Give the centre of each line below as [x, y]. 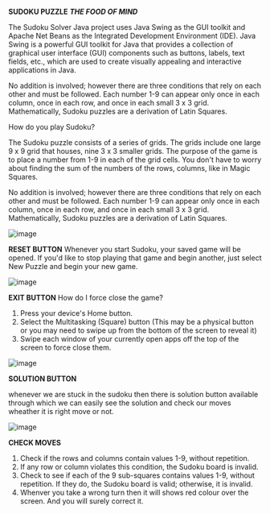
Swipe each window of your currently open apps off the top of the [129, 339]
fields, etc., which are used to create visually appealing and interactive [125, 61]
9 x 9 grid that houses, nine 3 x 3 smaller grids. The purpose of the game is [133, 151]
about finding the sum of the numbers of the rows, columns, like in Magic [129, 168]
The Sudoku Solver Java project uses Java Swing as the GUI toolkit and [127, 27]
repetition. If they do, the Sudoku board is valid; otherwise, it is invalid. [136, 484]
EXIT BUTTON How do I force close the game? [86, 298]
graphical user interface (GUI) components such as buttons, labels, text [127, 53]
